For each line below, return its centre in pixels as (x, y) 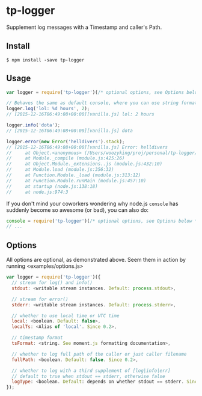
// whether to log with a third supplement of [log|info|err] (91, 371)
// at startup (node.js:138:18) (52, 186)
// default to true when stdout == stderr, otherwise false (88, 376)
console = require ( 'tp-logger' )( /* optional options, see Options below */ (103, 221)
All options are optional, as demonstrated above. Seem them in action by (96, 260)
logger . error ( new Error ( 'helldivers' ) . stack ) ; (66, 141)
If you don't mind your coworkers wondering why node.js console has (92, 203)
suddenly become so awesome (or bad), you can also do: (78, 210)
